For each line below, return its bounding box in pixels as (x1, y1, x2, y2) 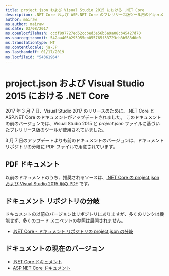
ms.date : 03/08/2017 (5, 26, 49, 31)
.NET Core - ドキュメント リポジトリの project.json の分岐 (12, 228, 134, 234)
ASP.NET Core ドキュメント (12, 265, 71, 271)
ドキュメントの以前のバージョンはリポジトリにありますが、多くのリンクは (5, 211, 160, 217)
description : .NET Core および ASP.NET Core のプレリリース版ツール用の (5, 12, 149, 17)
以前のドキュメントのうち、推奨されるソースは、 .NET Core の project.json (5, 175, 160, 181)
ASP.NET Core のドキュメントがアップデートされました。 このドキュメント (5, 114, 161, 120)
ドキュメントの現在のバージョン (5, 244, 105, 253)
